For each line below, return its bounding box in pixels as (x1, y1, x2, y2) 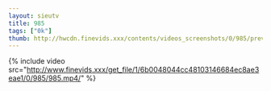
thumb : (8, 34, 31, 43)
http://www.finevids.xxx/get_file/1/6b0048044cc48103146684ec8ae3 (27, 65, 260, 75)
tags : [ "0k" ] (8, 27, 52, 35)
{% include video (8, 56, 66, 66)
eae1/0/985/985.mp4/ (8, 73, 81, 83)
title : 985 (8, 19, 45, 27)
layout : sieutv (8, 11, 60, 20)
